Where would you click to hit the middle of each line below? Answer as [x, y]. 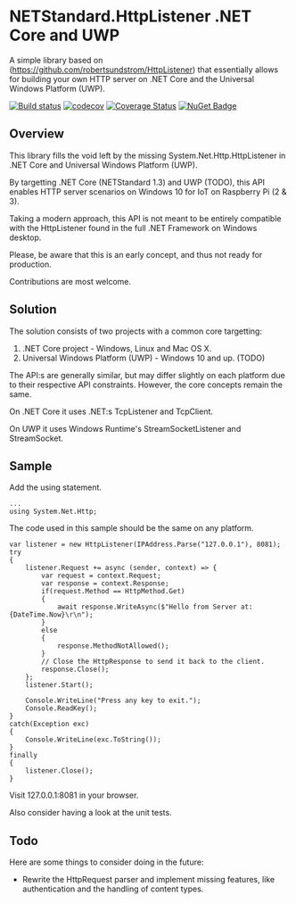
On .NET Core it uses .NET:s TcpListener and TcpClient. [111, 411]
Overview [37, 134]
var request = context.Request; [102, 576]
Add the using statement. [56, 487]
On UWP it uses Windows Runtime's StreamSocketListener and [125, 428]
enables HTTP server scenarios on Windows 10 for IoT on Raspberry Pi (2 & [148, 191]
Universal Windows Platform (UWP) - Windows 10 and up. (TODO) [144, 358]
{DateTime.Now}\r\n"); [51, 615]
